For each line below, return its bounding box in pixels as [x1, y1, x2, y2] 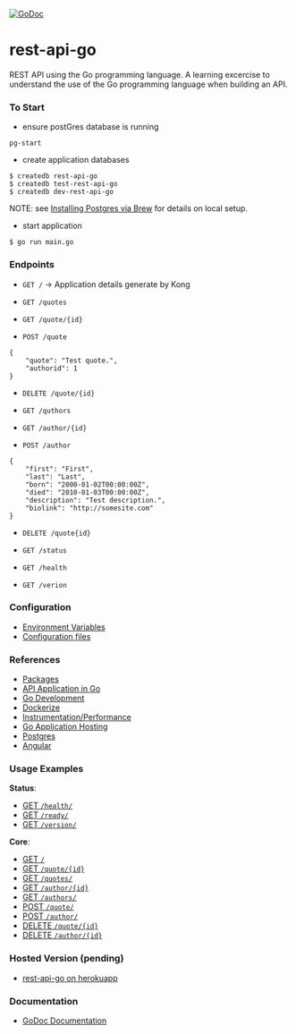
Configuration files [21, 631, 91, 641]
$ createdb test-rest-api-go [9, 180, 118, 189]
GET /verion [21, 581, 67, 589]
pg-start [9, 139, 42, 148]
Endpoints [9, 258, 55, 271]
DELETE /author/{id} [21, 930, 103, 941]
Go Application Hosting [21, 721, 108, 733]
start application [21, 220, 83, 232]
